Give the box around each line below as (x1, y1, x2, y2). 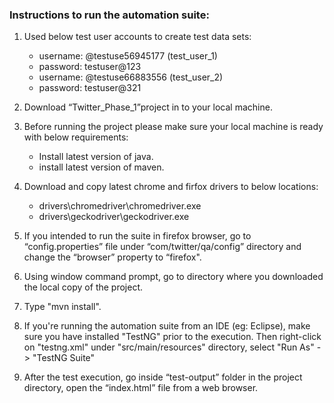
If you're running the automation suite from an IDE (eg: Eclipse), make (23, 320, 311, 332)
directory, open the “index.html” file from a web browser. (23, 382, 259, 394)
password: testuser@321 (38, 82, 142, 94)
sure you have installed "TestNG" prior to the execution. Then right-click (23, 331, 322, 343)
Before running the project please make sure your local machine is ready (23, 121, 324, 133)
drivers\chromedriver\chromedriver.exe (38, 200, 202, 212)
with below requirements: (23, 131, 129, 143)
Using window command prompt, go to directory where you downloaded (23, 271, 324, 283)
